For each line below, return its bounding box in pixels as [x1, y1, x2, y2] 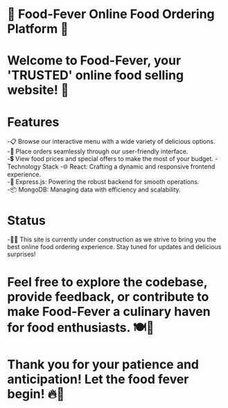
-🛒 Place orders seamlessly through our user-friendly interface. [7, 147, 188, 155]
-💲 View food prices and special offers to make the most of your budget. [7, 155, 213, 163]
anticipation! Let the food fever [7, 371, 189, 387]
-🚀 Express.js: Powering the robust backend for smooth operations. [7, 178, 200, 186]
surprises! [7, 250, 36, 259]
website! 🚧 [7, 83, 69, 98]
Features [7, 114, 60, 130]
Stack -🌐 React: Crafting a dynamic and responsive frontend [42, 162, 216, 171]
